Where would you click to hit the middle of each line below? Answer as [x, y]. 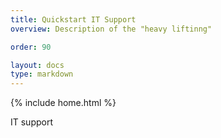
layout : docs [37, 65]
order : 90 [31, 47]
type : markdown [42, 74]
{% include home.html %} [63, 103]
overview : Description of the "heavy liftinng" [111, 29]
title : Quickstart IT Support [73, 19]
